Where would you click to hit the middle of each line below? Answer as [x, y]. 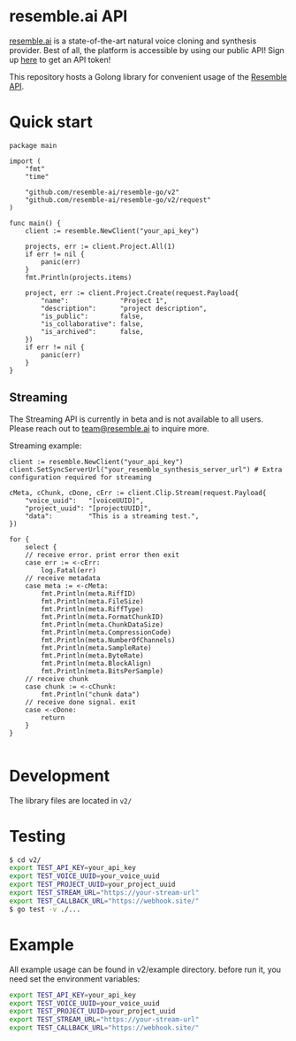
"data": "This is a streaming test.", [112, 516]
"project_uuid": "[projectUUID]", [88, 508]
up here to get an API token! [60, 59]
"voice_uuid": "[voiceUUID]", [84, 501]
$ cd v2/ [25, 860]
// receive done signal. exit [81, 702]
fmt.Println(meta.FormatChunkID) [102, 617]
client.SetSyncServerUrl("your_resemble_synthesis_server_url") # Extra [146, 470]
